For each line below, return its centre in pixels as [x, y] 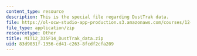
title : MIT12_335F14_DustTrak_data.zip [55, 38]
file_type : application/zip [40, 28]
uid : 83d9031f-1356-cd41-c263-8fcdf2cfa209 [60, 44]
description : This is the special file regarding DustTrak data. [87, 17]
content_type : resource [35, 11]
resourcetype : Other [31, 33]
